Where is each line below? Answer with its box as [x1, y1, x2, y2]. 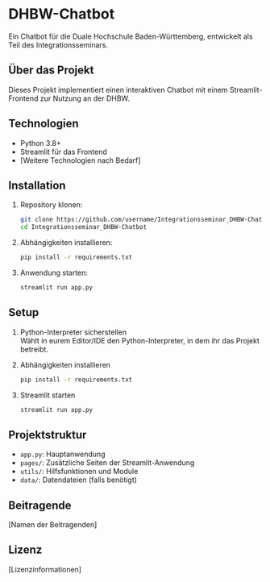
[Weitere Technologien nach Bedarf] [19, 155, 141, 165]
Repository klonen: [19, 200, 83, 210]
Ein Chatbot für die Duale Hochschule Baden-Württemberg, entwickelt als [8, 31, 253, 41]
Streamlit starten [19, 390, 76, 400]
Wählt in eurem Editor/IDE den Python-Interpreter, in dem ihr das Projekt [19, 335, 260, 345]
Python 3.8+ [19, 138, 62, 148]
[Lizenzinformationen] [8, 564, 82, 574]
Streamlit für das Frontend [19, 147, 107, 156]
